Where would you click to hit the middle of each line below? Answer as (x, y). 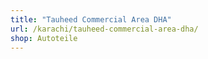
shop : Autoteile (44, 38)
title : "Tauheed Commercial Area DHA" (91, 19)
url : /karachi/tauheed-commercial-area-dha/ (104, 29)
